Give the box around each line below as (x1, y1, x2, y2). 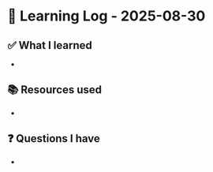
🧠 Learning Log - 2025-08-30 (7, 7, 206, 25)
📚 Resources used (7, 83, 103, 97)
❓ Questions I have (7, 132, 100, 145)
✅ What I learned (7, 39, 92, 52)
